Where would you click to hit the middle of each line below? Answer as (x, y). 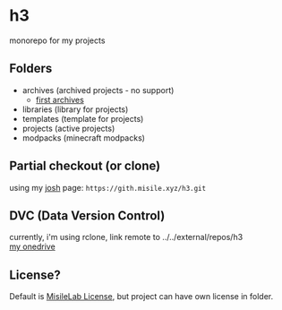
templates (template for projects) (83, 118)
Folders (31, 69)
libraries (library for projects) (75, 109)
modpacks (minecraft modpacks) (84, 138)
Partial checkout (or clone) (85, 166)
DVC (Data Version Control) (87, 215)
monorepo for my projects (57, 40)
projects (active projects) (68, 128)
